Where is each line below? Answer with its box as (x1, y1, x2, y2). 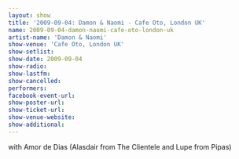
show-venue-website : (8, 114, 76, 121)
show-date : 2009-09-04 (8, 56, 83, 63)
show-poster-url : (8, 99, 65, 107)
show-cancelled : (8, 77, 61, 85)
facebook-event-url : (8, 92, 76, 99)
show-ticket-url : (8, 107, 65, 114)
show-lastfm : (8, 70, 51, 78)
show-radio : (8, 63, 47, 70)
